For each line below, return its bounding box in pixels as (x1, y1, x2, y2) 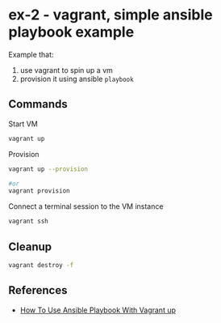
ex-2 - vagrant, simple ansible (8, 6, 214, 24)
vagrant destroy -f (8, 261, 74, 269)
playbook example (8, 23, 135, 41)
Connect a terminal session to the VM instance (8, 202, 164, 211)
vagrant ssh (8, 217, 48, 226)
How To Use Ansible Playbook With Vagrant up (19, 305, 176, 315)
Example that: (8, 49, 54, 59)
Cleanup (8, 240, 52, 253)
